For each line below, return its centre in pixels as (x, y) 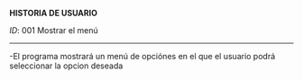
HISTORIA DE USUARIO (53, 13)
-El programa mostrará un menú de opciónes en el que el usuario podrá (142, 56)
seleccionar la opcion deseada (66, 66)
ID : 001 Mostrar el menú (54, 30)
